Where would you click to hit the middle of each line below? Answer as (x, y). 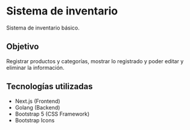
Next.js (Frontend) (37, 101)
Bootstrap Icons (35, 120)
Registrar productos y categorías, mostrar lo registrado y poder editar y (95, 61)
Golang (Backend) (37, 107)
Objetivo (23, 47)
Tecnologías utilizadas (49, 86)
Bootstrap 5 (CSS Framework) (52, 114)
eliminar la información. (35, 67)
